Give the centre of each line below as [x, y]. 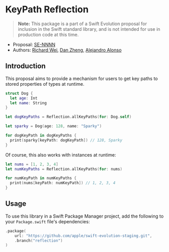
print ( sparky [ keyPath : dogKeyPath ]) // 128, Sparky [66, 140]
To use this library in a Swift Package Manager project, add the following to [84, 216]
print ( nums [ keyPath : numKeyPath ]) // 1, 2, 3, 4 [63, 183]
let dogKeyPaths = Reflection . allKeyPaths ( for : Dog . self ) [68, 117]
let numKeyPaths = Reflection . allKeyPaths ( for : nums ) [64, 169]
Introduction [26, 66]
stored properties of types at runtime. [45, 84]
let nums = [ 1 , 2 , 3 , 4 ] [32, 164]
